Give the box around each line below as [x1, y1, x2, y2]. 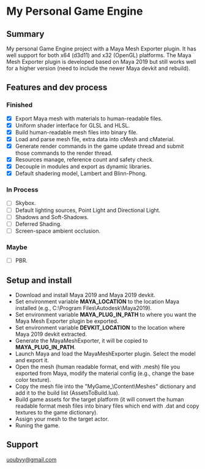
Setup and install [6, 275, 72, 285]
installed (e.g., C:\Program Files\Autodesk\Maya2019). [15, 304, 152, 311]
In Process [6, 185, 39, 194]
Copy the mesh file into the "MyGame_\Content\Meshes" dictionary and [15, 382, 196, 390]
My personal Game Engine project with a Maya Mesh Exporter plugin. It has [6, 45, 197, 52]
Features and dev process [6, 82, 108, 93]
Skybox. [15, 200, 36, 207]
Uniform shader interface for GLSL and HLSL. [15, 122, 130, 129]
